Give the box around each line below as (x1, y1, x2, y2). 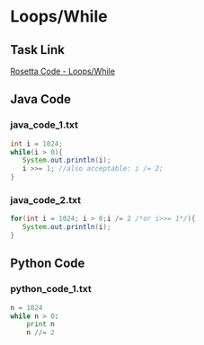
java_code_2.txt (10, 193, 82, 206)
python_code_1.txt (10, 283, 93, 296)
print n (26, 320, 55, 329)
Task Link (10, 42, 66, 57)
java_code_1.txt (10, 119, 79, 131)
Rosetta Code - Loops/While (10, 66, 116, 76)
